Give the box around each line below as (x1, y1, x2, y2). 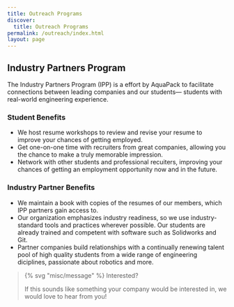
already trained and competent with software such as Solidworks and (17, 228, 217, 237)
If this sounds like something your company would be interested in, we (24, 285, 227, 293)
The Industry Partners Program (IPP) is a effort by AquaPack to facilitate (7, 80, 214, 88)
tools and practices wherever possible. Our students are (44, 221, 206, 229)
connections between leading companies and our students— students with (7, 88, 223, 96)
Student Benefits (7, 112, 66, 122)
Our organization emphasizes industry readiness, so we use (17, 213, 189, 221)
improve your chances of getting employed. (17, 136, 143, 144)
